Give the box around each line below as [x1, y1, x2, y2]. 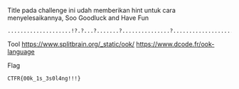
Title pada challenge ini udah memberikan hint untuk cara [7, 6, 176, 14]
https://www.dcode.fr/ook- [136, 40, 215, 48]
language [7, 48, 35, 56]
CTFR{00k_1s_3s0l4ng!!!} [7, 75, 81, 82]
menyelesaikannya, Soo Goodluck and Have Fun [7, 14, 149, 22]
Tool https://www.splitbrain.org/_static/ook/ [7, 40, 135, 48]
